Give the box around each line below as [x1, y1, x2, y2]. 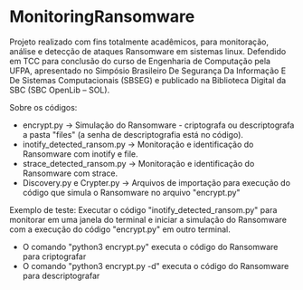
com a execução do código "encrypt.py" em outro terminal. [9, 224, 231, 235]
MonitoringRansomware [9, 6, 195, 27]
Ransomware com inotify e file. [22, 148, 138, 159]
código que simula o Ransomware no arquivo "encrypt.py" [22, 187, 241, 198]
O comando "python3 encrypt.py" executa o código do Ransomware [22, 241, 279, 252]
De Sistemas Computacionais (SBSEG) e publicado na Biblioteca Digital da [9, 74, 287, 85]
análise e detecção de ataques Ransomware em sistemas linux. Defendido [9, 45, 287, 56]
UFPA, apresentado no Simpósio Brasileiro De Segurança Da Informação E [9, 65, 287, 76]
